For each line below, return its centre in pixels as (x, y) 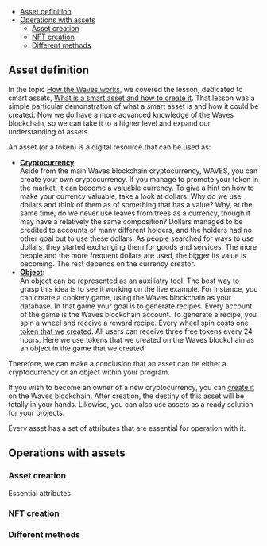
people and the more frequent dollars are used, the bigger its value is (133, 255)
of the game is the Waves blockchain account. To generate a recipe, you (138, 314)
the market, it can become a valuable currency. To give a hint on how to (137, 188)
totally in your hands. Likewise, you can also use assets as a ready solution (131, 404)
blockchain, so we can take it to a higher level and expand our (109, 123)
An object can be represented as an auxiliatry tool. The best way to (130, 281)
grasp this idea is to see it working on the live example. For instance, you (139, 288)
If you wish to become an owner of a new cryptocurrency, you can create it (132, 387)
